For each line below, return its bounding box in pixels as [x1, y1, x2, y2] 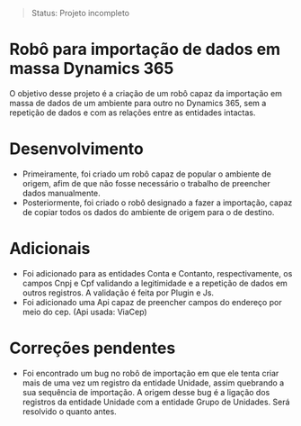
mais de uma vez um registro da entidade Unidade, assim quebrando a [22, 377, 285, 388]
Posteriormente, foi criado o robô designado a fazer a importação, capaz [22, 197, 293, 208]
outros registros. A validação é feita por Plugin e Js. [22, 287, 214, 298]
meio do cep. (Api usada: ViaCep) [22, 306, 147, 317]
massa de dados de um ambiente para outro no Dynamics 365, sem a [9, 97, 267, 108]
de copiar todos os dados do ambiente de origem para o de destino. [22, 206, 275, 217]
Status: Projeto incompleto [31, 8, 130, 18]
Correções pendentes [9, 338, 176, 358]
